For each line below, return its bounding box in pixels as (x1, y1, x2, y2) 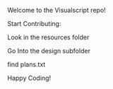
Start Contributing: (7, 20, 61, 27)
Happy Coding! (7, 74, 52, 82)
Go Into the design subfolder (7, 47, 90, 55)
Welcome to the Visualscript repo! (7, 6, 106, 14)
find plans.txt (7, 60, 46, 69)
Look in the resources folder (7, 33, 90, 41)
